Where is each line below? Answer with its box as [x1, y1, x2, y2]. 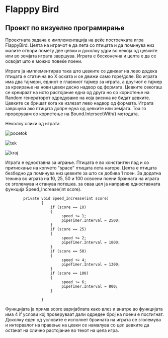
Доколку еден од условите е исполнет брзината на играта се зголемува [5, 317, 161, 322]
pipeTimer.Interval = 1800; [61, 240, 121, 245]
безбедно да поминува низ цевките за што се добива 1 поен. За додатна [5, 170, 161, 176]
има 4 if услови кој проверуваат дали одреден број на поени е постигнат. [5, 311, 164, 317]
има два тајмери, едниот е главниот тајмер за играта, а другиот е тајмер [5, 79, 162, 84]
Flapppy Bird [5, 4, 59, 15]
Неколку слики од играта [5, 121, 60, 126]
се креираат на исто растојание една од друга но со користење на [5, 90, 150, 95]
